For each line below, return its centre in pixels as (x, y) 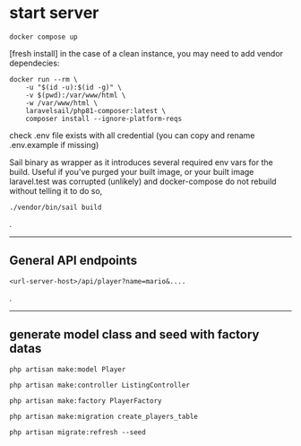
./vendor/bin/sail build (56, 207)
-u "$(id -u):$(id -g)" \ (74, 87)
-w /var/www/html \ (62, 103)
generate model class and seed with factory (134, 335)
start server (54, 13)
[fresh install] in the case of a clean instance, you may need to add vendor (146, 53)
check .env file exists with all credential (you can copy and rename (132, 135)
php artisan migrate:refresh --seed (77, 432)
